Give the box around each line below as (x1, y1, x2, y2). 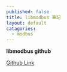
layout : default (6, 20, 47, 26)
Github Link (6, 59, 35, 67)
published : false (6, 8, 50, 15)
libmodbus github (6, 47, 51, 55)
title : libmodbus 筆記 (6, 14, 61, 20)
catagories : (6, 25, 36, 32)
